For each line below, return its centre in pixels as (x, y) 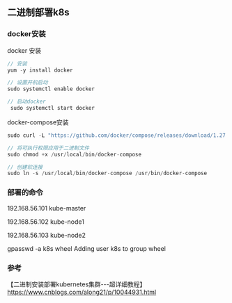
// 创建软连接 (25, 167)
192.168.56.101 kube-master (47, 208)
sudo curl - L (26, 135)
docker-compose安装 (38, 122)
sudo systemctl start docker (53, 108)
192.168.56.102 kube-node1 (46, 222)
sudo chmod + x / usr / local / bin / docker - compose (74, 154)
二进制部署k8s (38, 13)
